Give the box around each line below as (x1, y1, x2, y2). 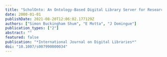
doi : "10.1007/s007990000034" (5, 44, 68, 49)
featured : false (5, 35, 39, 40)
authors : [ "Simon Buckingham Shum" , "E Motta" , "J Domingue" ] (5, 21, 137, 26)
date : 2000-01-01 (5, 12, 41, 17)
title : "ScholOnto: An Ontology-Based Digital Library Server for (5, 7, 146, 12)
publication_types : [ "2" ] (5, 26, 59, 31)
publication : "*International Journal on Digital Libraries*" (5, 40, 137, 45)
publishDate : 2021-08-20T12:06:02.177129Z (5, 16, 94, 21)
